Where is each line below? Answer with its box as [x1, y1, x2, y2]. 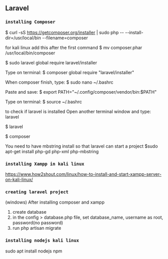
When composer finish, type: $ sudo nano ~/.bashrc [5, 79, 114, 85]
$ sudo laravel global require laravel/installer [5, 59, 97, 66]
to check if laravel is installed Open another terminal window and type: [5, 108, 151, 114]
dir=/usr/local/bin [5, 35, 41, 41]
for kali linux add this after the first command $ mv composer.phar [5, 44, 142, 50]
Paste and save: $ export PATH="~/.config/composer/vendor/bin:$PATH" [5, 89, 157, 95]
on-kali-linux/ [5, 176, 33, 182]
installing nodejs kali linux [5, 238, 79, 243]
